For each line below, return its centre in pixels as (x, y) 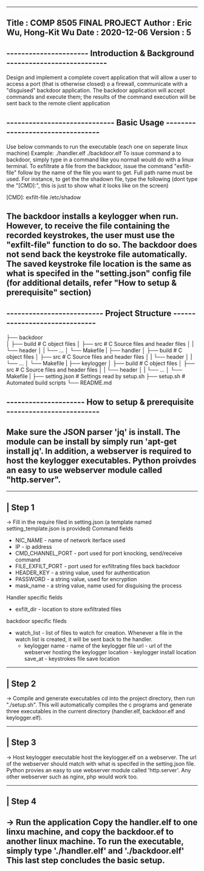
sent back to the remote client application (58, 104)
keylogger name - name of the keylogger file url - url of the (98, 646)
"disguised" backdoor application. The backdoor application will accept (96, 90)
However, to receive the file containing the (88, 226)
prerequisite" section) (49, 293)
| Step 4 (21, 802)
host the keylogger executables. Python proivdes (101, 461)
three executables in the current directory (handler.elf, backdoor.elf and (96, 711)
